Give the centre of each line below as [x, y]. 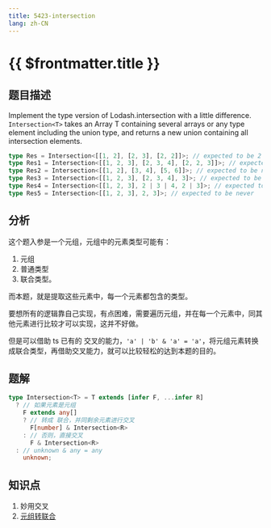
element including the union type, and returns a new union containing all [128, 132]
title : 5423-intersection [52, 16]
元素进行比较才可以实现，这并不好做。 [79, 323]
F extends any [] [50, 413]
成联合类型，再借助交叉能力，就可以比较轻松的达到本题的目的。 [114, 351]
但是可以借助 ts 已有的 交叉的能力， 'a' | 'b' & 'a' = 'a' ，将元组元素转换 [133, 340]
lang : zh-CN [28, 23]
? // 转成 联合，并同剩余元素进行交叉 [79, 420]
